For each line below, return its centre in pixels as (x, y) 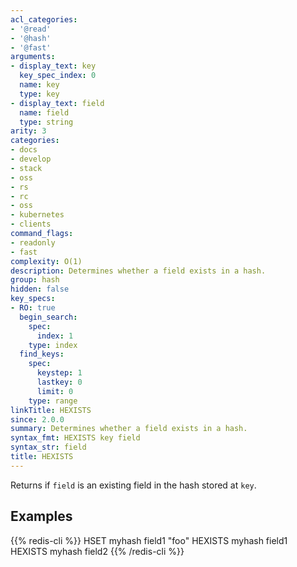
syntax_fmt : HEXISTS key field (75, 438)
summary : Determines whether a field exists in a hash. (129, 429)
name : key (39, 85)
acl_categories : (44, 19)
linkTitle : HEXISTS (51, 410)
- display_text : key (53, 66)
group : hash (35, 280)
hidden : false (40, 289)
